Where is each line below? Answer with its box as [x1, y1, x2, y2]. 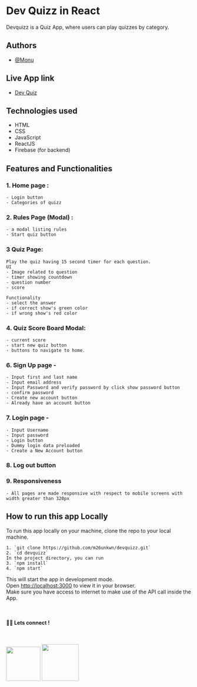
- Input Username [6, 427, 49, 433]
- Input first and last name [6, 375, 78, 381]
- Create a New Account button [6, 448, 83, 453]
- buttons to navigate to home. [6, 347, 85, 353]
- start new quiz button [6, 342, 67, 348]
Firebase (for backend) [14, 146, 71, 154]
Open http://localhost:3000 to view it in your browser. [6, 582, 136, 589]
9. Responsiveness [6, 477, 62, 485]
